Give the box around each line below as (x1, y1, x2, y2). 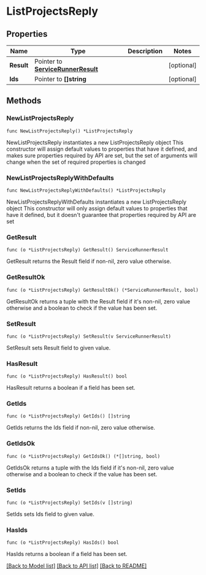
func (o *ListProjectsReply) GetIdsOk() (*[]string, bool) (6, 453, 161, 459)
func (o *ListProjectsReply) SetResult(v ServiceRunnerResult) (6, 333, 172, 340)
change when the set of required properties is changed (6, 158, 146, 166)
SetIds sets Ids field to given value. (6, 511, 95, 518)
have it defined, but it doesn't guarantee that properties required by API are (6, 211, 196, 218)
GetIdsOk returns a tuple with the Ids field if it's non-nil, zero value (6, 464, 174, 471)
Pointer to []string (34, 75, 87, 83)
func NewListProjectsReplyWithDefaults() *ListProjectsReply (6, 187, 166, 194)
